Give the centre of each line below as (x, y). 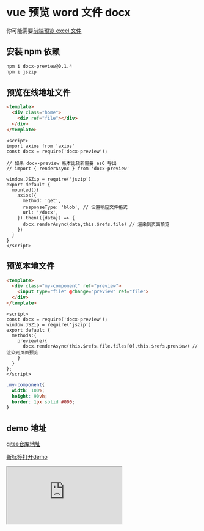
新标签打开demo (27, 457)
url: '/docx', (41, 212)
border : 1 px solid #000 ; (43, 402)
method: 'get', (42, 200)
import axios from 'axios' (41, 146)
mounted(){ (26, 190)
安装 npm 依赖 (33, 52)
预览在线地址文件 (38, 92)
